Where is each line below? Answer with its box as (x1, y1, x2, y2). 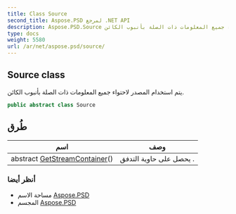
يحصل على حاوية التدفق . (119, 153, 195, 163)
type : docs (7, 30, 39, 37)
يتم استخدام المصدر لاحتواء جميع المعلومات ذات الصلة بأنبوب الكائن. (7, 87, 185, 96)
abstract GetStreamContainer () (11, 153, 114, 163)
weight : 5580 (7, 37, 46, 44)
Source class (7, 69, 65, 81)
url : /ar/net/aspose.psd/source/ (7, 43, 105, 50)
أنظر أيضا (7, 175, 36, 184)
